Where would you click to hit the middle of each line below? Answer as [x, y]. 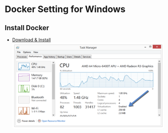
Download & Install [31, 40]
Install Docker [27, 28]
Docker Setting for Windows [65, 9]
